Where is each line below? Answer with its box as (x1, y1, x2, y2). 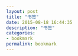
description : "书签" (6, 24, 55, 31)
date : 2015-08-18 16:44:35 (6, 19, 73, 25)
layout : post (6, 8, 38, 15)
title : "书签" (6, 14, 40, 20)
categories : (6, 30, 35, 36)
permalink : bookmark (6, 41, 57, 47)
